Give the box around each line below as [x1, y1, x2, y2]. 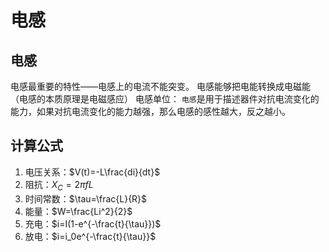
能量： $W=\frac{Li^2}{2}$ [24, 205, 133, 217]
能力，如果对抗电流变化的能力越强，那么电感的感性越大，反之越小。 [10, 106, 291, 117]
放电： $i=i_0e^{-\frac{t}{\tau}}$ [24, 230, 157, 242]
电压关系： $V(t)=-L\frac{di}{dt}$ [24, 166, 161, 178]
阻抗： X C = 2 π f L [24, 178, 94, 193]
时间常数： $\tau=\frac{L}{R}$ [24, 192, 148, 205]
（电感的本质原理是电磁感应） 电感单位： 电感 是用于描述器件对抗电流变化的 [10, 93, 320, 105]
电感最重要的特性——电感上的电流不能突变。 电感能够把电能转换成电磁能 [10, 81, 311, 92]
